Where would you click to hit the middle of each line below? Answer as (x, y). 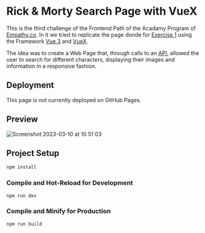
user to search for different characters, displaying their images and (91, 59)
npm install (21, 167)
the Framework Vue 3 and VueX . (47, 41)
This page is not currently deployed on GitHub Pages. (74, 100)
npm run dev (21, 196)
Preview (22, 120)
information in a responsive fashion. (51, 66)
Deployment (30, 85)
